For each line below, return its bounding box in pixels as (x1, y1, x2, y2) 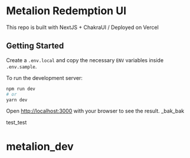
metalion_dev (6, 140, 74, 153)
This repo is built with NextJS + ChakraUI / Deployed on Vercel (6, 24, 159, 31)
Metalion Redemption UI (6, 4, 127, 18)
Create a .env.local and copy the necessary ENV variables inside (6, 56, 164, 63)
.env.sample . (6, 63, 37, 70)
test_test (6, 119, 27, 126)
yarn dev (6, 96, 28, 103)
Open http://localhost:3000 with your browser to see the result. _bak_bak (6, 108, 185, 115)
